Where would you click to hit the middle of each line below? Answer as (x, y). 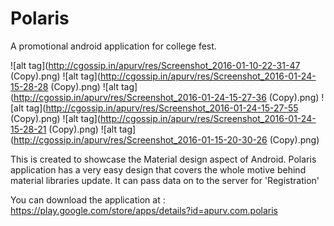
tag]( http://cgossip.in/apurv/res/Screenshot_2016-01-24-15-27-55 (162, 108)
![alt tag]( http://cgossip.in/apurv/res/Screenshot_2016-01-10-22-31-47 (155, 65)
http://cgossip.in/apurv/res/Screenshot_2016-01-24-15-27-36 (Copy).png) (166, 97)
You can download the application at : (88, 199)
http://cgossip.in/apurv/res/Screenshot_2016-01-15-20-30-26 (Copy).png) (166, 139)
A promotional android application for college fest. (113, 46)
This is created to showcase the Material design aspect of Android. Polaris (163, 159)
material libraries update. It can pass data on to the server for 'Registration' (165, 180)
